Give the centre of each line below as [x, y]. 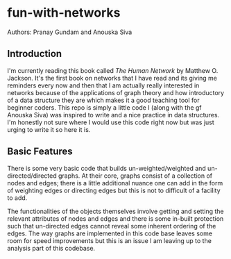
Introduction [35, 54]
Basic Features [40, 152]
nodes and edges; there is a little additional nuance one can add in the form [115, 183]
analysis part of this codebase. [51, 248]
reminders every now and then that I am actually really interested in [103, 85]
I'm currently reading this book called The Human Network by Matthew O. [113, 70]
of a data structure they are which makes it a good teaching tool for [103, 100]
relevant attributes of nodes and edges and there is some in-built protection [115, 218]
